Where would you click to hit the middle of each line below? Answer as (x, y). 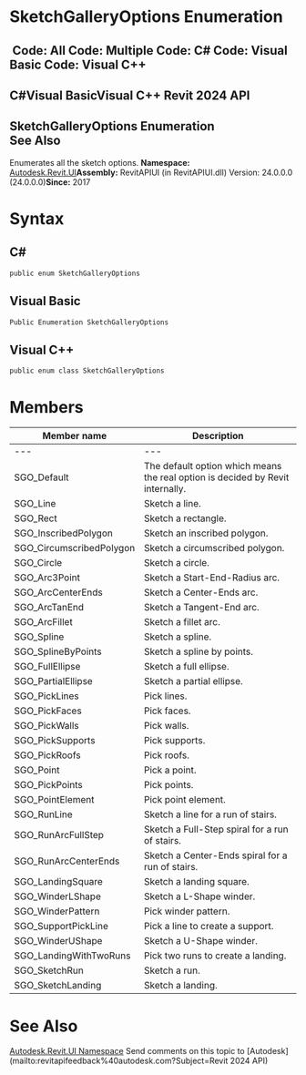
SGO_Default (41, 477)
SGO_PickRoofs (47, 755)
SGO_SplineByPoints (58, 651)
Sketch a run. (172, 970)
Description (218, 436)
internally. (165, 489)
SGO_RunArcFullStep (59, 835)
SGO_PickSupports (55, 741)
